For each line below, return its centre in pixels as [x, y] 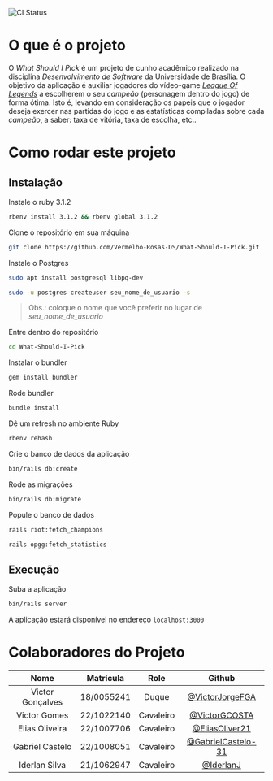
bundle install [34, 408]
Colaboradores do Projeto [97, 652]
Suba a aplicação [37, 589]
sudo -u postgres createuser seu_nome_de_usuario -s [100, 293]
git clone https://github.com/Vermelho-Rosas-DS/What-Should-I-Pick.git [134, 247]
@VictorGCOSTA [222, 715]
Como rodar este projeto [92, 152]
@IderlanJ [221, 766]
